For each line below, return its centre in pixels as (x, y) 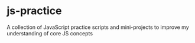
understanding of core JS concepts (50, 33)
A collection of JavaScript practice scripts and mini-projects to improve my (98, 27)
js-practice (34, 11)
